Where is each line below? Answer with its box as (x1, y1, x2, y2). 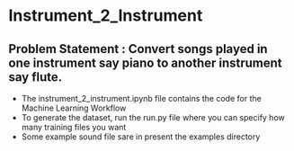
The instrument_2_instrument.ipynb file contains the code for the (21, 93, 262, 103)
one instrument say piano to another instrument (8, 55, 282, 70)
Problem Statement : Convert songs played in (8, 41, 268, 57)
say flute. (8, 69, 63, 84)
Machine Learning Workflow (21, 102, 127, 113)
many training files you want (21, 122, 127, 132)
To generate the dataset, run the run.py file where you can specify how (21, 112, 285, 122)
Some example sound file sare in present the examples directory (21, 131, 261, 142)
